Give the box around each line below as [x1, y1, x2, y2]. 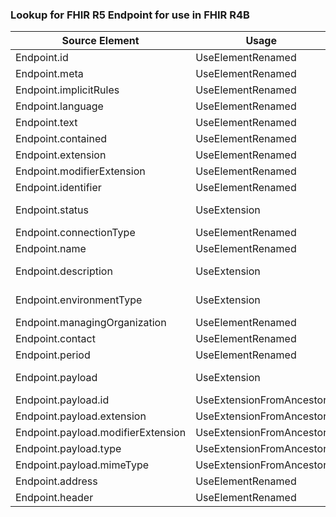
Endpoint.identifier [15, 181, 102, 195]
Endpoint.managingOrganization [15, 316, 167, 330]
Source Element [61, 34, 140, 48]
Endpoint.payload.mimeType [15, 458, 150, 472]
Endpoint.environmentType [15, 293, 143, 307]
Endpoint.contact [15, 332, 96, 346]
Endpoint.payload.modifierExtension [15, 426, 187, 440]
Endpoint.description [15, 264, 113, 278]
